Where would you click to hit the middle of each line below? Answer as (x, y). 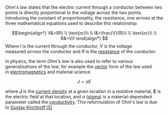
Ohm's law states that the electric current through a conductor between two (84, 7)
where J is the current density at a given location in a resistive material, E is (83, 91)
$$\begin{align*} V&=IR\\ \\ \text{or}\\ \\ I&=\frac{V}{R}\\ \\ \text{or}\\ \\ (84, 33)
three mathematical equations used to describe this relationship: (71, 23)
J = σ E (84, 82)
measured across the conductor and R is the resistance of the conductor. (81, 51)
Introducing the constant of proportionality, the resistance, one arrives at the (84, 18)
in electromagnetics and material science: (48, 72)
